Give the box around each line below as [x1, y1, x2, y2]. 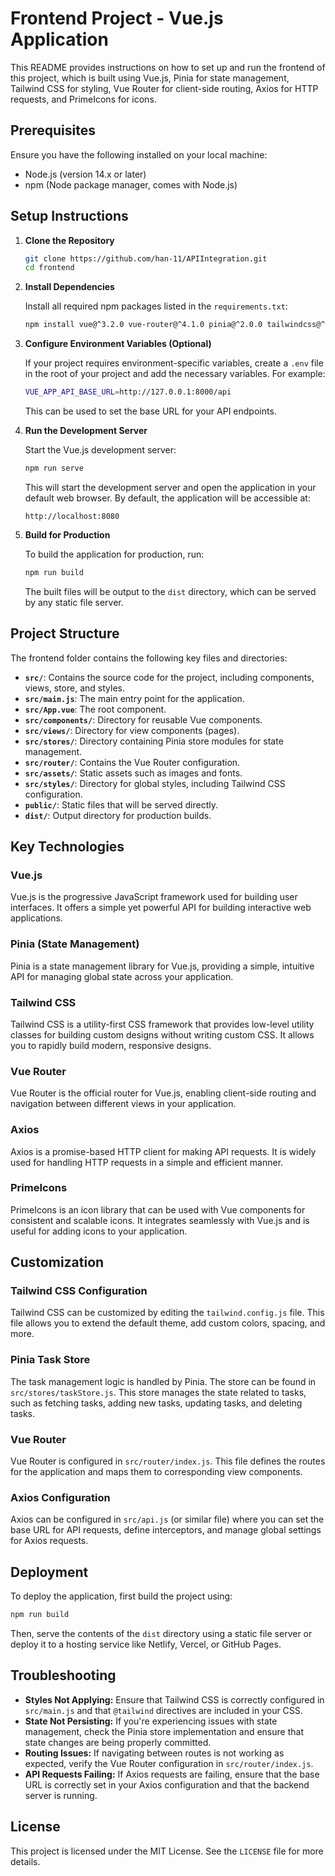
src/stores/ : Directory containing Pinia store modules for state [24, 735, 284, 747]
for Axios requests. [10, 1535, 89, 1547]
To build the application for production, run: [24, 548, 205, 560]
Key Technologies [10, 838, 125, 856]
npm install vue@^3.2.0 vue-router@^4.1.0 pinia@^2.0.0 [24, 320, 263, 330]
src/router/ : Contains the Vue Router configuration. [24, 756, 241, 768]
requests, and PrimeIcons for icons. [10, 93, 157, 105]
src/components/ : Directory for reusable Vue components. [24, 713, 263, 726]
